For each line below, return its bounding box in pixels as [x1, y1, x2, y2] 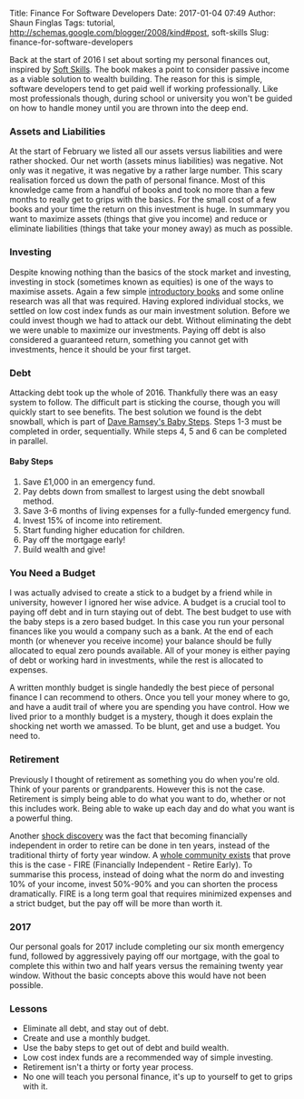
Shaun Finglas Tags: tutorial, [9, 17, 116, 28]
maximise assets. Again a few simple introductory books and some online [9, 285, 284, 296]
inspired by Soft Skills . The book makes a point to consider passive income [9, 64, 290, 75]
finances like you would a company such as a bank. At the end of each [9, 626, 274, 637]
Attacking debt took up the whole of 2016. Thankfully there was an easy [9, 386, 279, 398]
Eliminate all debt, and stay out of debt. [22, 1023, 170, 1034]
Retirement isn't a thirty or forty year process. [22, 1062, 193, 1073]
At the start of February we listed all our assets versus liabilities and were [9, 145, 283, 157]
